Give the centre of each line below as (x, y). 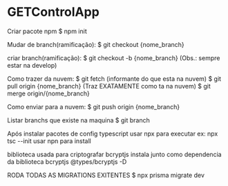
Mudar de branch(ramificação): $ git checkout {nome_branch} (96, 44)
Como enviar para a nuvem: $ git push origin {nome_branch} (94, 106)
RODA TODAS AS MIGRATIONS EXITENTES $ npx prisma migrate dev (106, 175)
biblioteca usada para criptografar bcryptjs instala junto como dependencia (115, 154)
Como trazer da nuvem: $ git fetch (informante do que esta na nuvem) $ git (114, 78)
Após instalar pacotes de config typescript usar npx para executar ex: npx (113, 133)
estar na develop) (32, 65)
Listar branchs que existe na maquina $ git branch (78, 120)
